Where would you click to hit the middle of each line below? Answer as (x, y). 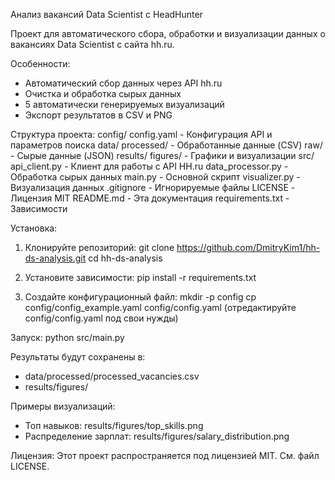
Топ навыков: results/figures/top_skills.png (114, 425)
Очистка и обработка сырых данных (103, 93)
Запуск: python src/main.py (67, 337)
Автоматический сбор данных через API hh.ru (123, 83)
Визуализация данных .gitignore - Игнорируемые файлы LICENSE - (153, 187)
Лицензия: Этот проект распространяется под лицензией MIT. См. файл (165, 455)
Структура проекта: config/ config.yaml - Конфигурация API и (141, 134)
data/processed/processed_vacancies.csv (112, 376)
